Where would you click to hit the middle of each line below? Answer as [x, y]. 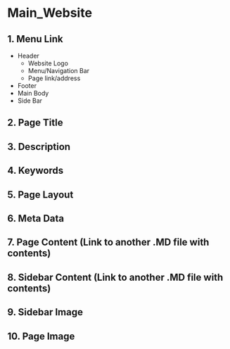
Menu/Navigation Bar [59, 71]
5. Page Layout [40, 195]
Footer [27, 85]
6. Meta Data [36, 218]
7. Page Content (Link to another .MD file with [108, 242]
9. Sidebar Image [45, 312]
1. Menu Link [35, 39]
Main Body [33, 93]
